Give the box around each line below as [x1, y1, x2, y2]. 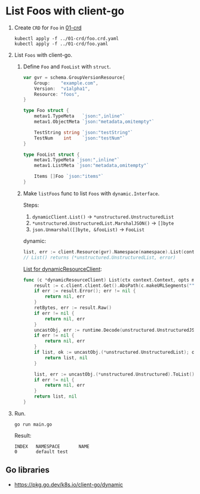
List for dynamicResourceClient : [23, 265, 102, 272]
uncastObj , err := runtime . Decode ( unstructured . [34, 327, 158, 333]
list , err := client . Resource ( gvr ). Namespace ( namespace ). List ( [23, 248, 184, 255]
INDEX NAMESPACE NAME [14, 443, 90, 450]
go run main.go [14, 421, 53, 428]
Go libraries [5, 465, 50, 475]
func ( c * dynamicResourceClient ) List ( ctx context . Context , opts [23, 277, 189, 283]
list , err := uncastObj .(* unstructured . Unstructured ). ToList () [34, 371, 195, 377]
